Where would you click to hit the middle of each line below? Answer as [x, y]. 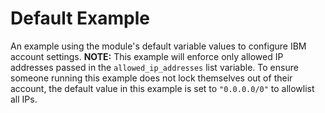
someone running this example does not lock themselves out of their [151, 78]
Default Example [80, 18]
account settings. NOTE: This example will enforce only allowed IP [147, 56]
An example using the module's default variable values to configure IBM [158, 46]
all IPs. [24, 99]
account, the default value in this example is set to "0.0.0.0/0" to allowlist [162, 88]
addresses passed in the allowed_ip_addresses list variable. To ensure [154, 67]
